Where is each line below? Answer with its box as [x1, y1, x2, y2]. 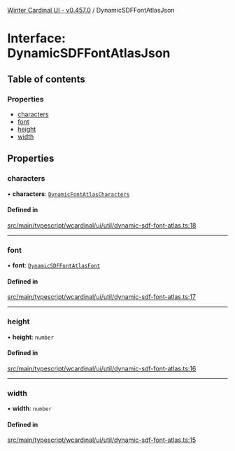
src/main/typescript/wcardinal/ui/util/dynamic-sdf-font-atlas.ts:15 [7, 436, 197, 444]
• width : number [7, 404, 52, 412]
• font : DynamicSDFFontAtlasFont [7, 261, 101, 270]
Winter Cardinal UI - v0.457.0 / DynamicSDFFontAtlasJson [7, 6, 175, 14]
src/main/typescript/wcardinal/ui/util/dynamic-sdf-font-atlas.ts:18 [7, 221, 197, 230]
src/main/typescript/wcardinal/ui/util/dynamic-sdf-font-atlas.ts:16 [7, 364, 197, 373]
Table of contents [7, 73, 85, 85]
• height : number [7, 333, 55, 341]
